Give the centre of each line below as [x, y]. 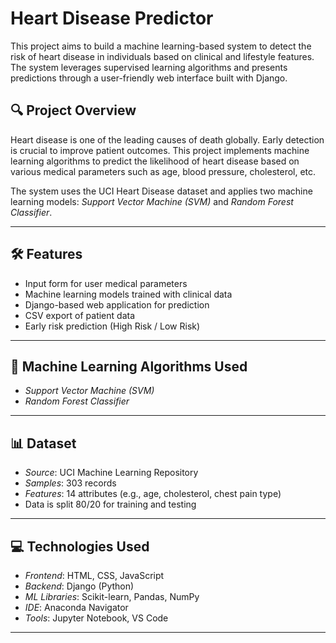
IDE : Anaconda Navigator [76, 607]
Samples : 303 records [70, 483]
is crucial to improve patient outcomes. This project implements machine [160, 150]
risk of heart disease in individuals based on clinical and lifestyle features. [162, 56]
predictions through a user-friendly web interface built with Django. [149, 78]
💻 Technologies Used [80, 546]
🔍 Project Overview [73, 110]
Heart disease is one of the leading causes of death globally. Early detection [167, 139]
